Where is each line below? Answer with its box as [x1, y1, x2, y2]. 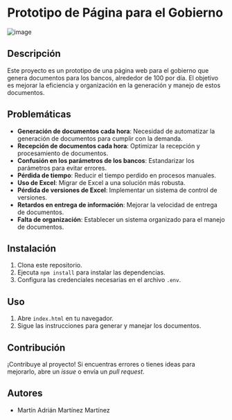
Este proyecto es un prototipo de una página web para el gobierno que [7, 66, 209, 74]
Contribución [7, 342, 66, 353]
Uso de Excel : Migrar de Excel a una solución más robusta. [17, 178, 186, 186]
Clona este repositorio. [17, 261, 82, 270]
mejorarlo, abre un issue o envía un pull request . [7, 367, 145, 376]
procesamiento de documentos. [17, 149, 109, 157]
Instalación [7, 243, 57, 254]
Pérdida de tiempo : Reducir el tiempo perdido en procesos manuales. [17, 171, 217, 180]
